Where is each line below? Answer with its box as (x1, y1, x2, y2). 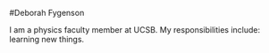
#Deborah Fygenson (9, 8, 85, 18)
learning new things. (9, 34, 85, 44)
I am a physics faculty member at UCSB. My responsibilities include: (9, 25, 261, 34)
